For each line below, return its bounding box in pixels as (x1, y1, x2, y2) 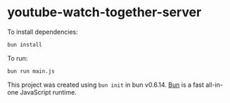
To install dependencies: (7, 28, 79, 36)
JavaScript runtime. (20, 87, 77, 96)
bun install (7, 41, 42, 48)
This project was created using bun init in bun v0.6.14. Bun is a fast (7, 80, 205, 89)
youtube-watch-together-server (7, 4, 202, 20)
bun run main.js (7, 68, 55, 75)
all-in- (205, 80, 224, 89)
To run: (7, 54, 28, 62)
